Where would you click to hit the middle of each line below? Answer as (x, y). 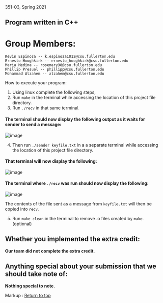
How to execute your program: (36, 83)
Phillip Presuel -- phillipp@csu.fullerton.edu (55, 70)
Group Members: (41, 43)
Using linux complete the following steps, (54, 92)
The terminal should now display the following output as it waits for (75, 119)
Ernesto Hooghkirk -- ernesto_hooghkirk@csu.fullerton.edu (67, 61)
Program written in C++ (42, 22)
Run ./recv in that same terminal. (46, 108)
